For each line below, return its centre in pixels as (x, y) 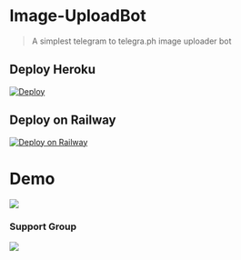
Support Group (43, 226)
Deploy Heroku (53, 70)
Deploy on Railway (63, 120)
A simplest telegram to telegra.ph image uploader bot (131, 41)
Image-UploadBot (78, 16)
